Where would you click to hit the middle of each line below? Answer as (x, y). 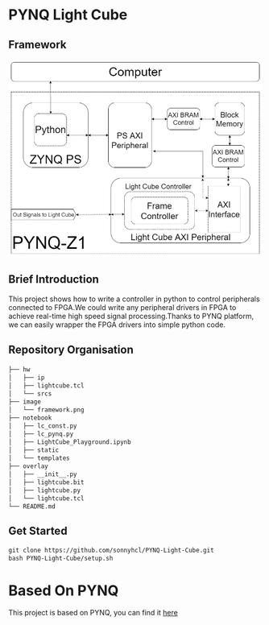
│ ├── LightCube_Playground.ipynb (70, 442)
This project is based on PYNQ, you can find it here (93, 613)
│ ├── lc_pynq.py (41, 434)
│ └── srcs (30, 393)
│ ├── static (34, 450)
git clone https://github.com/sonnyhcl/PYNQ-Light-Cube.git (112, 550)
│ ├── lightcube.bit (46, 482)
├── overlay (28, 466)
